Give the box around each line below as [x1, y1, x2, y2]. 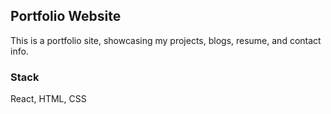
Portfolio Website [10, 8, 122, 25]
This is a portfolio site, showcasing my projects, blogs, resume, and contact [10, 34, 322, 46]
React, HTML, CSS [10, 93, 87, 105]
